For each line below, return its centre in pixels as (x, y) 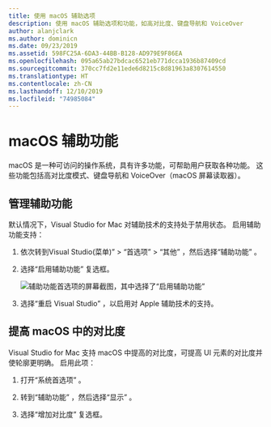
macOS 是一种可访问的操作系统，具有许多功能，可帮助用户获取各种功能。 (131, 165)
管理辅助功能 (40, 203)
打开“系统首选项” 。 (53, 380)
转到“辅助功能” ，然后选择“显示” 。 (78, 397)
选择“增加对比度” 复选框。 (64, 414)
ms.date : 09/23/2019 (43, 46)
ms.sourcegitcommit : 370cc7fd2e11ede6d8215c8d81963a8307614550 (117, 69)
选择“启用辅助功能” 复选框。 (67, 269)
